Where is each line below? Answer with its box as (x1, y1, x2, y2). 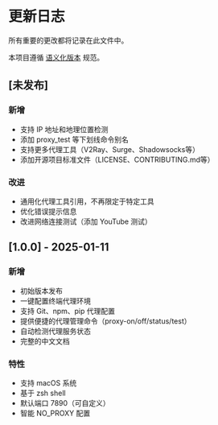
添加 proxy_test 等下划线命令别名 (19, 134, 129, 144)
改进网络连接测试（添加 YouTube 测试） (19, 217, 153, 226)
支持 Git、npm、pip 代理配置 (19, 306, 115, 316)
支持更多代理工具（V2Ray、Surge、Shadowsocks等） (19, 144, 199, 154)
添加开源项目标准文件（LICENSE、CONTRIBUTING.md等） (19, 155, 215, 164)
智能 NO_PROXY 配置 (19, 408, 91, 418)
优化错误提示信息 (19, 206, 77, 216)
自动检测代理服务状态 (19, 326, 91, 336)
